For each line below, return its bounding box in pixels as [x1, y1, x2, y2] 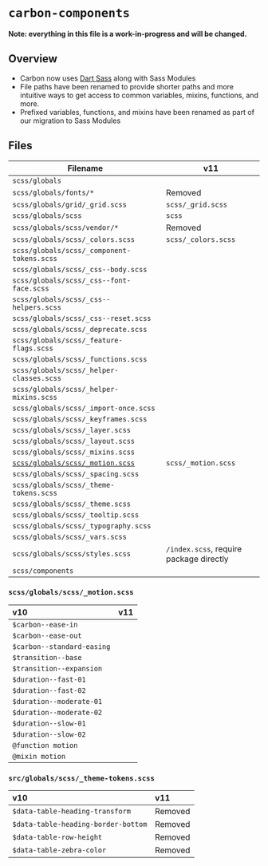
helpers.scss [12, 303, 62, 312]
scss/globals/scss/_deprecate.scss [12, 325, 148, 334]
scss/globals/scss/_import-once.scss [12, 403, 156, 413]
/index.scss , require [166, 543, 242, 554]
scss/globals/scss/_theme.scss [12, 499, 132, 508]
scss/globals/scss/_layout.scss [12, 437, 136, 445]
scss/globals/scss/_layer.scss [12, 425, 132, 434]
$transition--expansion [12, 664, 103, 673]
